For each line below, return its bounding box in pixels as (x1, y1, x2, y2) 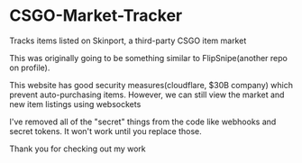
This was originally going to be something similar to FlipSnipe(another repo (9, 52, 288, 63)
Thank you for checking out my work (9, 143, 146, 154)
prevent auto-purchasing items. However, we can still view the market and (9, 89, 285, 100)
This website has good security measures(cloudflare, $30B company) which (9, 79, 293, 90)
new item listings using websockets (9, 98, 142, 109)
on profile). (9, 62, 50, 73)
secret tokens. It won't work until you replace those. (9, 125, 203, 136)
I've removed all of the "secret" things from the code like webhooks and (9, 116, 277, 127)
